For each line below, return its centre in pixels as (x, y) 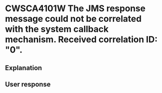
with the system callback (57, 29)
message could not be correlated (73, 19)
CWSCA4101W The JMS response (75, 9)
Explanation (24, 68)
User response (28, 84)
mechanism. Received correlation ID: (81, 40)
